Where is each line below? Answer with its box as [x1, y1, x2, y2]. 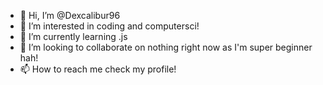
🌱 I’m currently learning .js [19, 31, 128, 42]
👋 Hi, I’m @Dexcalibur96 [19, 10, 121, 21]
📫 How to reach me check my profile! [19, 63, 177, 75]
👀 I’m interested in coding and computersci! [19, 20, 200, 32]
